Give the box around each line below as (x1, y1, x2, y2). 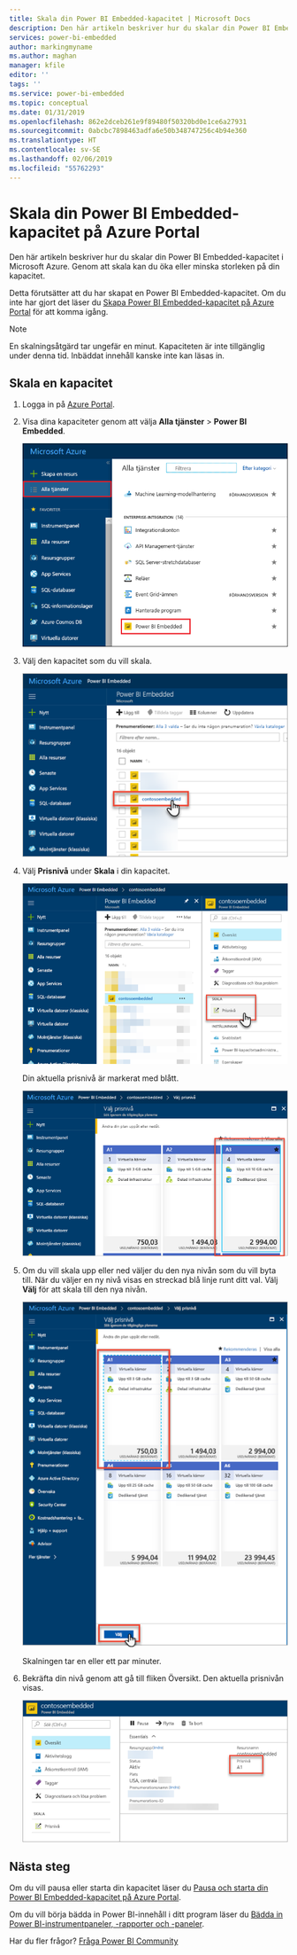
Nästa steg (9, 1859, 71, 1874)
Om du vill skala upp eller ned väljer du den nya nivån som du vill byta (21, 1264, 277, 1276)
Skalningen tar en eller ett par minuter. (21, 1655, 162, 1666)
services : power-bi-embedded (9, 33, 117, 42)
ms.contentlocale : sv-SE (9, 145, 101, 154)
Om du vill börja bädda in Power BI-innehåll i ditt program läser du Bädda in (9, 1909, 284, 1920)
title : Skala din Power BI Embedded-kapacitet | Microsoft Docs (9, 14, 251, 23)
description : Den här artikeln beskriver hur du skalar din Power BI (9, 23, 271, 33)
